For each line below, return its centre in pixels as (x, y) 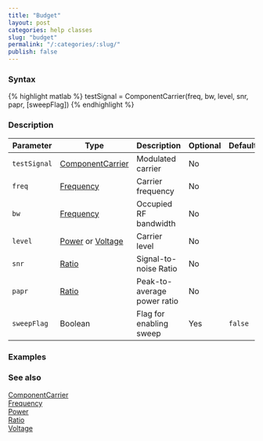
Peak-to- (155, 281)
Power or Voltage (92, 241)
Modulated (156, 159)
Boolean (75, 323)
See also (25, 377)
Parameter (32, 145)
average (151, 291)
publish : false (33, 52)
